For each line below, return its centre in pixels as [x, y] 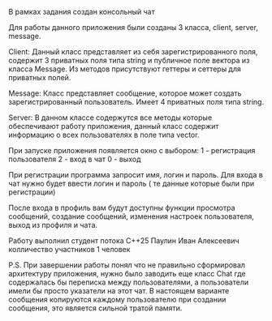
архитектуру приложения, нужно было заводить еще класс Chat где [127, 274]
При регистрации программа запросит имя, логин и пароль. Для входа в [136, 175]
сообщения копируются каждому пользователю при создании [117, 300]
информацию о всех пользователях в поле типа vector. [104, 135]
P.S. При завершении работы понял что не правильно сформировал [127, 265]
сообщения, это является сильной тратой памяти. [95, 308]
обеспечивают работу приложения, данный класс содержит [114, 126]
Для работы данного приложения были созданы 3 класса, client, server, [133, 27]
